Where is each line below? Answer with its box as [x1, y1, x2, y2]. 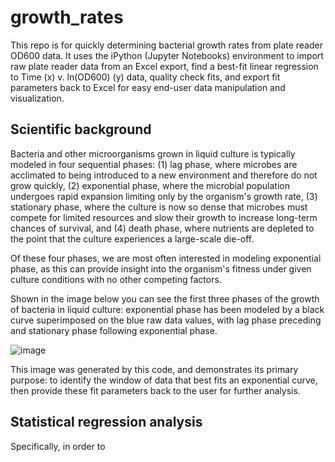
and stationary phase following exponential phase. [10, 324, 218, 336]
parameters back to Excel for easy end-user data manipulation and [10, 81, 286, 93]
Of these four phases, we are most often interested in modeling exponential [10, 252, 322, 264]
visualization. [10, 92, 65, 104]
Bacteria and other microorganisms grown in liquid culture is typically [10, 147, 296, 160]
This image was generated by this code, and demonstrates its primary [10, 363, 299, 375]
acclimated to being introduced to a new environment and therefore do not [10, 169, 318, 181]
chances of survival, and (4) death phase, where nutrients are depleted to [10, 222, 315, 234]
